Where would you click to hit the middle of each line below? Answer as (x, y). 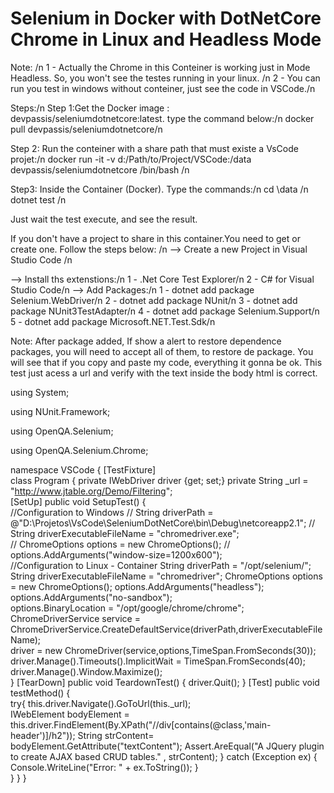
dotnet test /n (38, 199)
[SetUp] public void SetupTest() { (78, 501)
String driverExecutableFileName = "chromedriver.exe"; (125, 533)
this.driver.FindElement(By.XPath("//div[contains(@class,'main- (141, 724)
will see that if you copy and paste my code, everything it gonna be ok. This (166, 362)
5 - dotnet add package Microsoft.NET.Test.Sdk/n (113, 321)
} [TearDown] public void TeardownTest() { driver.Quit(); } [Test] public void (165, 682)
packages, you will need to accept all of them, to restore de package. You (162, 351)
